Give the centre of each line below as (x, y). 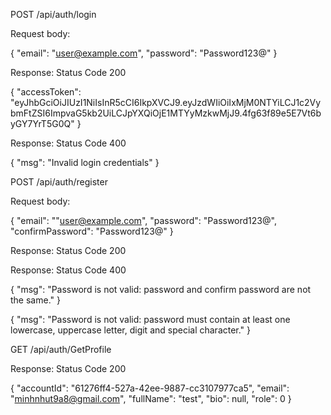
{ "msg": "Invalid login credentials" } (85, 162)
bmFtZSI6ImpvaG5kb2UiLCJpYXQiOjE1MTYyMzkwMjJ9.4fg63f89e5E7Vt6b (166, 113)
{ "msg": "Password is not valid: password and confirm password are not (161, 289)
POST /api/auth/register (59, 182)
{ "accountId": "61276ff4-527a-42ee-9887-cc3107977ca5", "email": (150, 388)
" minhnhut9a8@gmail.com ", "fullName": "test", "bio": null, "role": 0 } (151, 398)
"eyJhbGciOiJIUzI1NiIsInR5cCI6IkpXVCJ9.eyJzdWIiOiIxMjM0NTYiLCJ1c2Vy (166, 102)
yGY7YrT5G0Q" (42, 123)
